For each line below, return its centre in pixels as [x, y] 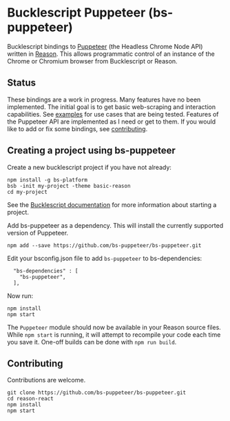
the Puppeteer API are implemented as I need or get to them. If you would [112, 121]
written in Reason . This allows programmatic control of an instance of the [111, 54]
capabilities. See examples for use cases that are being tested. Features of [113, 114]
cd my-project [28, 192]
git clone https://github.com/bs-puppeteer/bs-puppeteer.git [97, 393]
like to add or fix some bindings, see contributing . [77, 128]
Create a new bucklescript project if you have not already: [90, 167]
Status [22, 83]
